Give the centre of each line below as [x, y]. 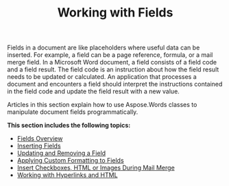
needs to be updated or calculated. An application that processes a [102, 77]
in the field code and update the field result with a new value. [93, 91]
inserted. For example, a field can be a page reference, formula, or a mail [110, 55]
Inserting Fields [39, 146]
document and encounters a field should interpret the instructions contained [115, 84]
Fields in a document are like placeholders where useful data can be [104, 48]
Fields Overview [40, 139]
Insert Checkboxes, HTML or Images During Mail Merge [96, 168]
